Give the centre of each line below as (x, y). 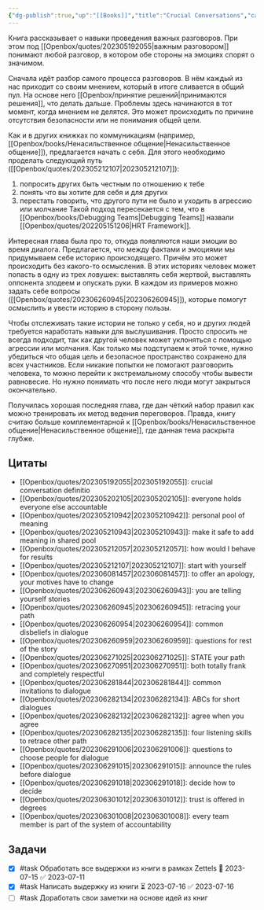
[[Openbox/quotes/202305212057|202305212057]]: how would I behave (137, 549)
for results (36, 557)
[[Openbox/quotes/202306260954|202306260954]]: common (121, 624)
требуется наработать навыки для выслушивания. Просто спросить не (128, 331)
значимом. (26, 63)
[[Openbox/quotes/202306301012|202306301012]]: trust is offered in (132, 800)
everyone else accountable (63, 507)
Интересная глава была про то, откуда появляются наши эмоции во (123, 241)
